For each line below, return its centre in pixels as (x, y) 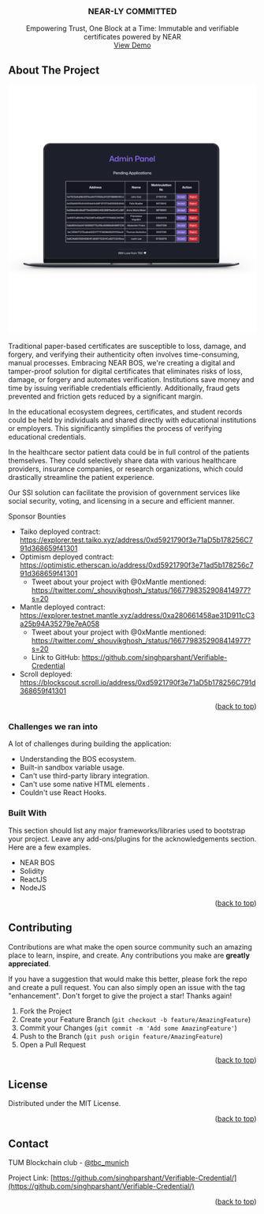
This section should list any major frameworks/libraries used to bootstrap (127, 830)
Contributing (40, 928)
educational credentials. (47, 437)
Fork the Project (46, 1011)
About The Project (54, 70)
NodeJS (33, 887)
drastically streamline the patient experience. (82, 478)
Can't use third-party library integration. (84, 776)
